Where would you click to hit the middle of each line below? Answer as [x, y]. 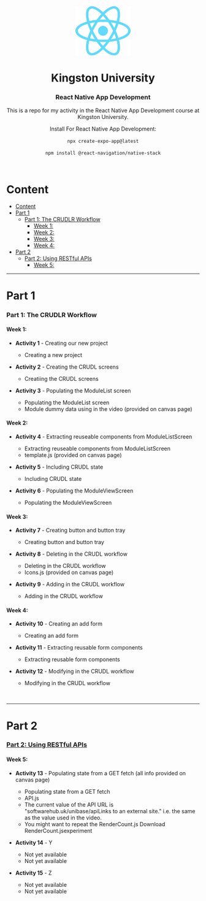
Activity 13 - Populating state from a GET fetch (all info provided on [100, 773]
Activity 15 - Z [33, 873]
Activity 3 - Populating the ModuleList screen [73, 390]
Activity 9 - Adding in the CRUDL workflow [70, 585]
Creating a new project [53, 355]
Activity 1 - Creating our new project [62, 343]
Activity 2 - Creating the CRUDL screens [67, 367]
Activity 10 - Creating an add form [59, 624]
